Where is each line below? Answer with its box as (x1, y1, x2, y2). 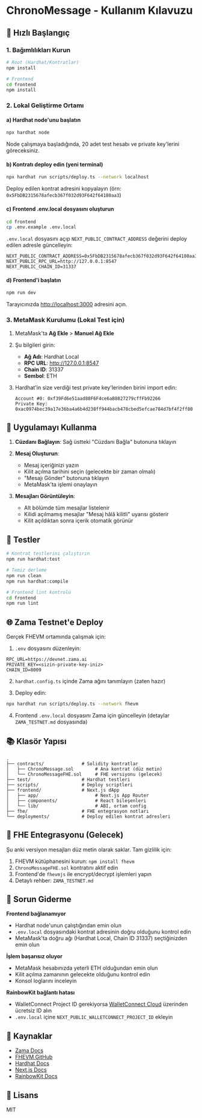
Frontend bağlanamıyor (6, 910, 66, 917)
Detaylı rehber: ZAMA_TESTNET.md (14, 877, 94, 884)
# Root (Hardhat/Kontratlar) (6, 59, 79, 65)
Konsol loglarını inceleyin (14, 977, 77, 985)
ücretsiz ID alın (14, 1007, 52, 1014)
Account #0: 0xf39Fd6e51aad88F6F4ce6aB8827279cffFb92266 (14, 396, 161, 402)
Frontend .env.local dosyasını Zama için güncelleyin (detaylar (14, 712, 170, 719)
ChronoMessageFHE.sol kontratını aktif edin (14, 864, 118, 871)
